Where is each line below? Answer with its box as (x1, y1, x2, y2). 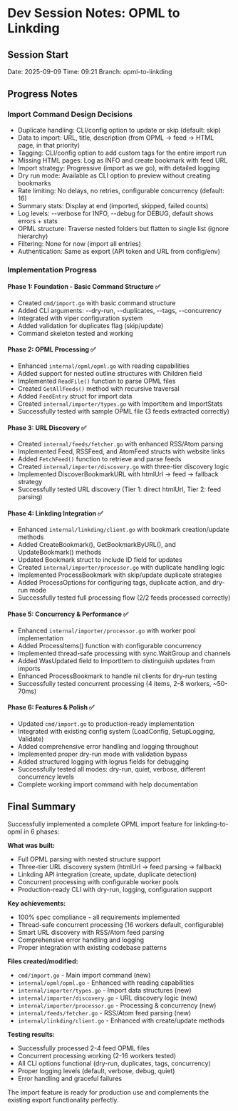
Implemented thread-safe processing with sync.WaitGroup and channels (17, 649, 232, 657)
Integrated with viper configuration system (17, 314, 143, 322)
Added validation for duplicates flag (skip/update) (17, 321, 164, 329)
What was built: (7, 841, 56, 849)
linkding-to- (194, 819, 229, 828)
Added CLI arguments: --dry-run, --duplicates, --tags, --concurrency (17, 306, 222, 314)
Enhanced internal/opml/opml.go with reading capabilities (17, 362, 190, 370)
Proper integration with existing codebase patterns (17, 943, 167, 951)
